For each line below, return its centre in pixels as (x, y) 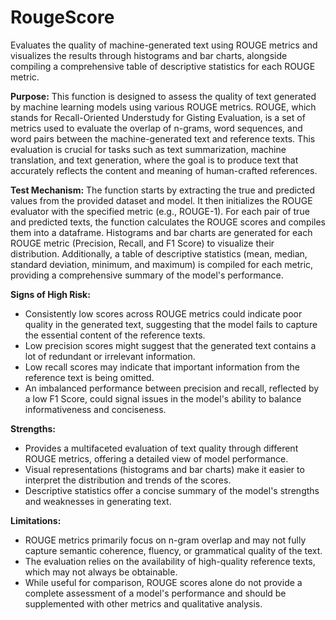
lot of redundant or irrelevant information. (110, 356)
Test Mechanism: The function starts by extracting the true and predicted (163, 190)
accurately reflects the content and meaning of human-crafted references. (164, 170)
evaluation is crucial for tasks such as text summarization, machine (148, 149)
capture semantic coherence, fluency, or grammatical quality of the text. (173, 550)
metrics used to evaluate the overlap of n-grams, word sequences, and (156, 128)
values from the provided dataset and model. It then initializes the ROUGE (161, 200)
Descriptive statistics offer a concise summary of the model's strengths (172, 490)
